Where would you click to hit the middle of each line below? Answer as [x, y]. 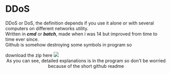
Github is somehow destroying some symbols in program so [69, 44]
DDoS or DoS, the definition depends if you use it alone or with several [80, 23]
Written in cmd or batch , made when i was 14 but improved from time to [81, 34]
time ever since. [22, 39]
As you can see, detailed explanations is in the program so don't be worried [86, 60]
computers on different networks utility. [47, 28]
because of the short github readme [86, 66]
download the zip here [29, 55]
